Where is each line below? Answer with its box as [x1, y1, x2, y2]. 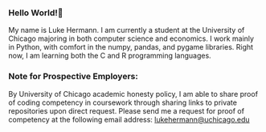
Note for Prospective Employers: [8, 71, 138, 82]
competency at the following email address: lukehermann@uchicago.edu [8, 114, 251, 124]
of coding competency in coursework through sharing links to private [8, 98, 237, 107]
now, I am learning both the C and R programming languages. [8, 51, 211, 61]
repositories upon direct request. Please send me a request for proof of [8, 106, 245, 115]
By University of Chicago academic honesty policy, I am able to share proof [8, 89, 259, 98]
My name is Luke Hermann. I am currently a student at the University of [8, 26, 245, 35]
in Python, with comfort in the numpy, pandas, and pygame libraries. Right [8, 42, 254, 52]
